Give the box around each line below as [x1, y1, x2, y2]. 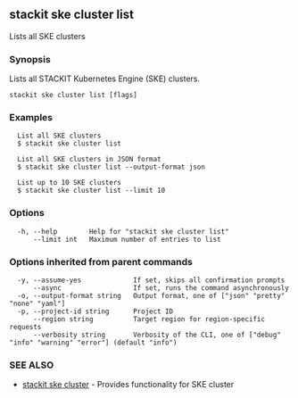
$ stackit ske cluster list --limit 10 [17, 187, 166, 195]
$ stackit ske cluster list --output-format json [17, 162, 205, 172]
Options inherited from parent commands [9, 255, 194, 268]
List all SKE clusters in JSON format [17, 155, 162, 164]
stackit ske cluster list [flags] [9, 91, 138, 100]
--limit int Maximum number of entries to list [32, 235, 221, 244]
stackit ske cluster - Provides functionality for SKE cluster [21, 379, 235, 390]
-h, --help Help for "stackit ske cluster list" [17, 227, 229, 236]
